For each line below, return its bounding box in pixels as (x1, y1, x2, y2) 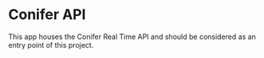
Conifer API (8, 6, 86, 24)
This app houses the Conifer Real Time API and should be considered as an (8, 32, 257, 41)
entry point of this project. (8, 40, 94, 49)
